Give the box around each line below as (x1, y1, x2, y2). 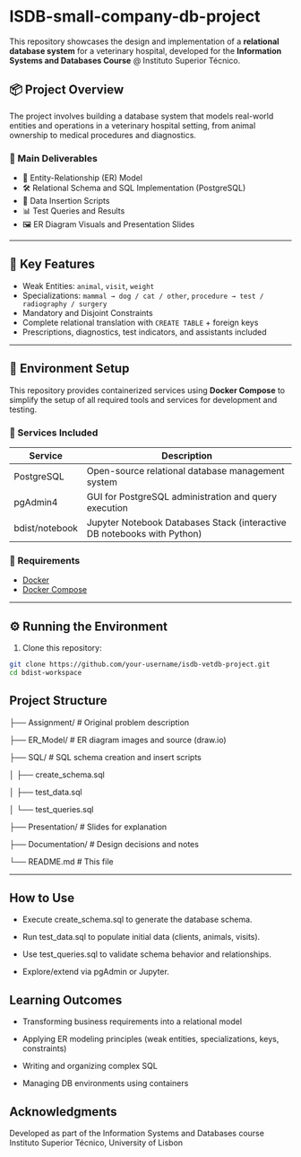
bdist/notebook (13, 522, 79, 534)
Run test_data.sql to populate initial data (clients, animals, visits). (21, 932, 261, 942)
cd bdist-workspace (9, 668, 82, 677)
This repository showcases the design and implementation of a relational (9, 36, 279, 47)
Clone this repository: (21, 643, 102, 653)
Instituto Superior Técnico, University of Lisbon (9, 1137, 184, 1148)
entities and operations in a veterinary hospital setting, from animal (9, 119, 256, 131)
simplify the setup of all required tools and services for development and (9, 394, 278, 405)
